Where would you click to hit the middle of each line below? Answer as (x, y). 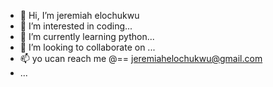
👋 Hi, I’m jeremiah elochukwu (79, 15)
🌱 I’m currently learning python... (87, 36)
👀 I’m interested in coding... (76, 26)
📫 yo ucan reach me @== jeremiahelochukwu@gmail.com (141, 58)
